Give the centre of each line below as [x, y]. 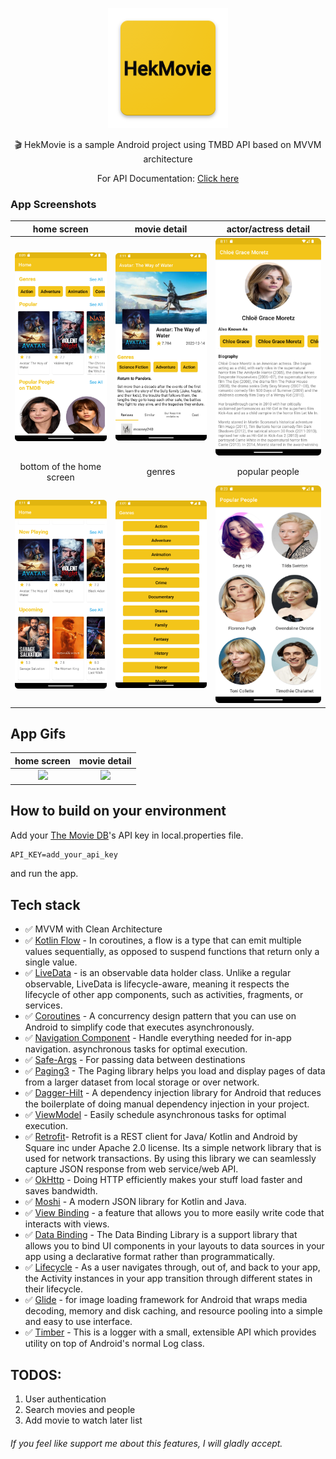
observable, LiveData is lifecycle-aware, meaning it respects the [157, 984]
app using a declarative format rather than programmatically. [149, 1257]
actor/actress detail [268, 229]
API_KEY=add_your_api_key [64, 854]
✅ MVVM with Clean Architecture [93, 929]
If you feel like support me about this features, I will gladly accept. [146, 1443]
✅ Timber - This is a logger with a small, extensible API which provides [170, 1332]
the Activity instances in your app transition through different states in [168, 1279]
